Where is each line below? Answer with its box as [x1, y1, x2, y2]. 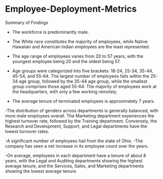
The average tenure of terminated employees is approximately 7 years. [12, 98, 155, 104]
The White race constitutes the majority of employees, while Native [12, 38, 148, 45]
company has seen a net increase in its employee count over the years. [5, 143, 149, 149]
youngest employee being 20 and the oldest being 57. [12, 58, 121, 64]
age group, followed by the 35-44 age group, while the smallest [19, 78, 148, 84]
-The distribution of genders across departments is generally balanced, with [5, 108, 159, 113]
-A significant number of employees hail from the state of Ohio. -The [5, 138, 143, 144]
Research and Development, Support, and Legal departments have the [5, 123, 147, 129]
